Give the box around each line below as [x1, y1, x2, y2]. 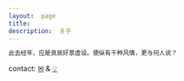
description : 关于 [8, 27, 72, 35]
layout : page [8, 11, 57, 20]
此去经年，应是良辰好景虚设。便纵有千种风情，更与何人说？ [8, 49, 178, 58]
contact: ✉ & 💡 [8, 64, 58, 74]
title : [8, 19, 31, 28]
